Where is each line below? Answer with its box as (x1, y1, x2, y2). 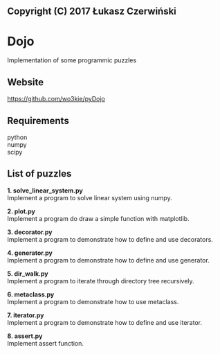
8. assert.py (7, 332, 43, 340)
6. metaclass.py (7, 290, 55, 299)
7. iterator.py (7, 311, 44, 319)
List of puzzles (7, 168, 72, 179)
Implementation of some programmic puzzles (7, 56, 137, 64)
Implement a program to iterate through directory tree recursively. (7, 276, 195, 285)
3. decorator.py (7, 228, 53, 236)
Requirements (7, 114, 69, 127)
